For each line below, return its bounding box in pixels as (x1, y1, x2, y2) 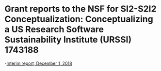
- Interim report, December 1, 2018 (4, 60, 72, 66)
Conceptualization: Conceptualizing (4, 14, 153, 25)
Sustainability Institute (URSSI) (4, 34, 132, 45)
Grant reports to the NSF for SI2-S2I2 (4, 3, 157, 14)
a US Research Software (4, 24, 104, 35)
